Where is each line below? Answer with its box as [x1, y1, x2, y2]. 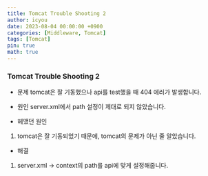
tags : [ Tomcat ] [7, 36, 51, 43]
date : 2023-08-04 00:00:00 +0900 [7, 23, 103, 30]
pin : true [7, 42, 36, 49]
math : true [7, 49, 39, 56]
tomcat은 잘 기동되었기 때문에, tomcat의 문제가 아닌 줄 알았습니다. [17, 132, 196, 140]
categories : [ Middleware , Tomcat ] [7, 29, 107, 37]
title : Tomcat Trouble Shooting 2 [7, 10, 107, 17]
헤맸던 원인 [17, 117, 48, 126]
